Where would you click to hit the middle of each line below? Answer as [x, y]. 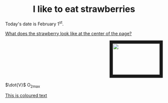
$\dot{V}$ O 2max [23, 85]
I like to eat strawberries [84, 9]
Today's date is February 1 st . [34, 23]
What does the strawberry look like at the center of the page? [68, 33]
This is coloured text [26, 96]
